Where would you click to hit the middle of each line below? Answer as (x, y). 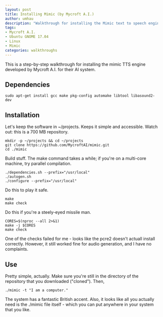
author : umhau (19, 19)
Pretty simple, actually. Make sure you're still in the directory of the (72, 276)
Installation (22, 115)
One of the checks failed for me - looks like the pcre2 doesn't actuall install (80, 239)
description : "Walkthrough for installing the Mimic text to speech (76, 23)
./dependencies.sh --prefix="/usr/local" (48, 173)
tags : (10, 28)
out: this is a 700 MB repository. (37, 132)
